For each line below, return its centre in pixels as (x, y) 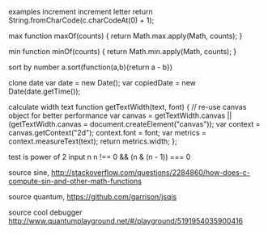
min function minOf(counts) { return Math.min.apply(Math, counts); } (123, 51)
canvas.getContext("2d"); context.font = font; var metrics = (107, 133)
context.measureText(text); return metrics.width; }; (93, 141)
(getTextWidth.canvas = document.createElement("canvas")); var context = (134, 124)
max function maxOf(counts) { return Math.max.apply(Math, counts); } (125, 36)
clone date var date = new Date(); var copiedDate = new (102, 83)
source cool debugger (45, 212)
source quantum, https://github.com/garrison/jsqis (93, 196)
